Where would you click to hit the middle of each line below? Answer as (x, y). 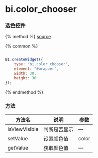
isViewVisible (23, 129)
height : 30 (25, 78)
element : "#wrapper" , (36, 69)
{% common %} (22, 46)
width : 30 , (25, 74)
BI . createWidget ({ (24, 60)
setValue (18, 139)
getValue (18, 148)
